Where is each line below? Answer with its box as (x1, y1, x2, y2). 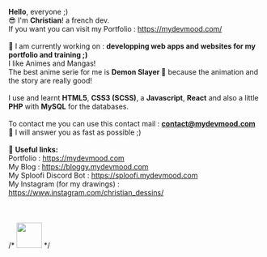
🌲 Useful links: (8, 145, 58, 154)
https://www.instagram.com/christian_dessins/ (8, 188, 164, 197)
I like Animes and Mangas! (8, 58, 96, 68)
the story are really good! (8, 76, 93, 85)
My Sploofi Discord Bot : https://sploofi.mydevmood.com (8, 170, 198, 180)
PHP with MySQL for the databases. (8, 101, 129, 111)
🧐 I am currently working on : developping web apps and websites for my (8, 41, 256, 51)
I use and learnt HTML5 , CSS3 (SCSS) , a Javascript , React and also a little (8, 93, 259, 102)
